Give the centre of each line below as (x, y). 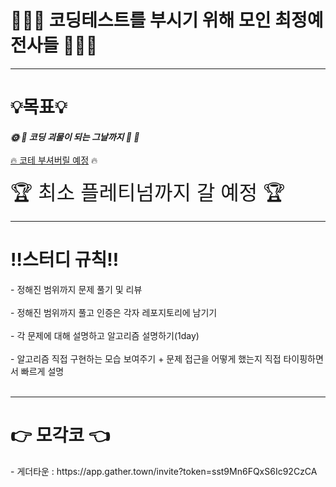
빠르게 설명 (42, 371)
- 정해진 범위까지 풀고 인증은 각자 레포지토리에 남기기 (114, 312)
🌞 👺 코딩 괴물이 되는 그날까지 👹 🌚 (75, 137)
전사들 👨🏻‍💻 (54, 45)
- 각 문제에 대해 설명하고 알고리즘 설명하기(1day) (105, 335)
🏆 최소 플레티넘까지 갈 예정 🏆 (148, 192)
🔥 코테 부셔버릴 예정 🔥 (54, 160)
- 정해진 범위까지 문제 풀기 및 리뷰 (76, 289)
